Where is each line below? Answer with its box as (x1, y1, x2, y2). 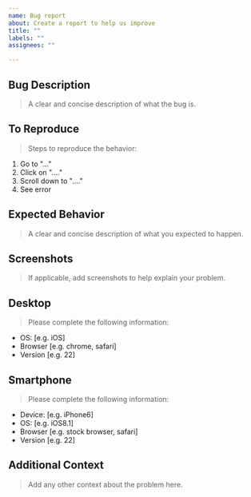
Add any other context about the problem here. (27, 479, 183, 489)
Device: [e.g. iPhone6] (19, 410, 94, 419)
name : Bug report (8, 11, 66, 20)
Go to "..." (19, 159, 52, 169)
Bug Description (8, 78, 90, 92)
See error (19, 185, 52, 194)
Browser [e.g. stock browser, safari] (19, 427, 138, 436)
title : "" (8, 26, 42, 34)
